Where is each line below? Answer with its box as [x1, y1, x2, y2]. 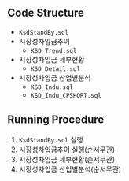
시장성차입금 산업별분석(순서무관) [18, 164, 122, 174]
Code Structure [7, 6, 84, 20]
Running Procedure [7, 113, 105, 127]
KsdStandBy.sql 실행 [18, 135, 83, 144]
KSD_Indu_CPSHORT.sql [30, 91, 101, 99]
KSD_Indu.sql [30, 83, 74, 91]
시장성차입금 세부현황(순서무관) [18, 154, 116, 164]
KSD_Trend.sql [30, 46, 77, 54]
